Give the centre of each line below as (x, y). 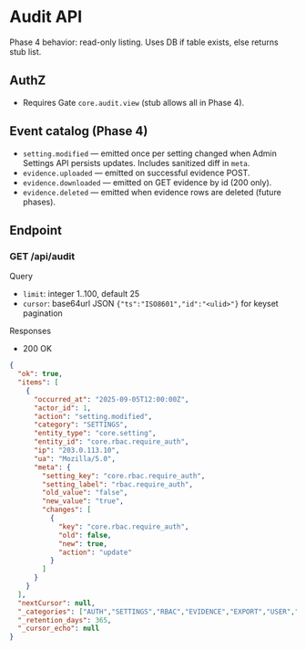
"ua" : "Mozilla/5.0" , (75, 458)
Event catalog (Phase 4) (79, 131)
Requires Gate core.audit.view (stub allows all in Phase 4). (133, 102)
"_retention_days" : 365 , (65, 620)
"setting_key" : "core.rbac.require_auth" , (124, 476)
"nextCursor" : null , (56, 603)
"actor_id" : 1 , (62, 408)
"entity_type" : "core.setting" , (95, 434)
